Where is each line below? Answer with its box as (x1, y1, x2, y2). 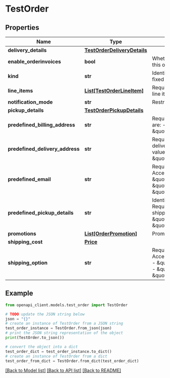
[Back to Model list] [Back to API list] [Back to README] (5, 367, 121, 373)
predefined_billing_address (8, 121, 75, 128)
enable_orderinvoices (8, 58, 61, 65)
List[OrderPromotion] (84, 230, 138, 237)
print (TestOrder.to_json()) (5, 335, 65, 341)
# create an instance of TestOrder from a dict (5, 354, 108, 359)
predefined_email (8, 176, 51, 183)
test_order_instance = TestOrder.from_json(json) (5, 326, 112, 331)
